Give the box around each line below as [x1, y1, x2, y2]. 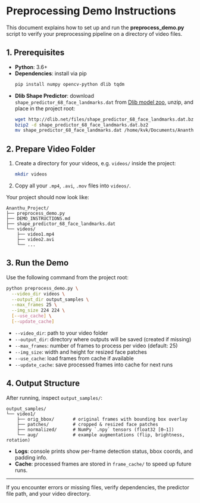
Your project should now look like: [6, 193, 89, 200]
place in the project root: [14, 104, 76, 112]
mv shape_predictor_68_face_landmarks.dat [14, 127, 122, 134]
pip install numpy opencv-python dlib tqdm [14, 81, 125, 87]
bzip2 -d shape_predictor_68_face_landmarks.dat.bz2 [14, 122, 149, 128]
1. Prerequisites [6, 48, 65, 58]
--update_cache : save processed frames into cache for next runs [14, 361, 173, 368]
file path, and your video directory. [6, 490, 91, 497]
